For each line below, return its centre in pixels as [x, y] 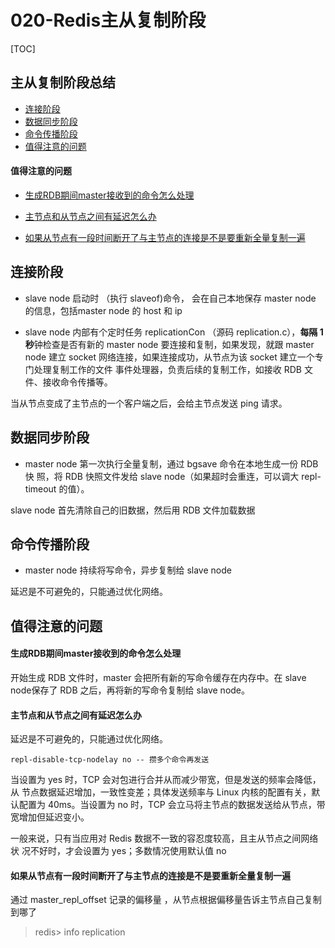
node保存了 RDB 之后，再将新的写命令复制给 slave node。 [130, 690]
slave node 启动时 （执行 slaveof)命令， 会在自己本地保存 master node [170, 298]
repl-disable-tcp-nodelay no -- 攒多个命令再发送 [110, 760]
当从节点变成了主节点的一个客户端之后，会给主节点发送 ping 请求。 [149, 403]
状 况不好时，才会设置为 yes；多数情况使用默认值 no [118, 851]
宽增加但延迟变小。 [50, 817]
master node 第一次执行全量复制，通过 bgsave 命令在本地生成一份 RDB [171, 463]
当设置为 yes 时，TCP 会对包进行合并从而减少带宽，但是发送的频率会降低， [166, 780]
